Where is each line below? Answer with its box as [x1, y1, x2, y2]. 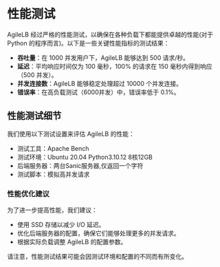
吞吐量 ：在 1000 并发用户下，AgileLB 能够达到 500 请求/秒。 [16, 53, 189, 62]
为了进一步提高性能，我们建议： [7, 206, 98, 214]
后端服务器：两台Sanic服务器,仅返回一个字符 [16, 161, 144, 169]
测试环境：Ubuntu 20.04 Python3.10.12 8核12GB [16, 153, 153, 161]
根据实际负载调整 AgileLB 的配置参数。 [16, 238, 127, 246]
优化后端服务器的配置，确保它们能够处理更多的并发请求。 [16, 229, 180, 237]
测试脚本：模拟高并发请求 [16, 170, 90, 178]
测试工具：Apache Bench [16, 144, 89, 152]
